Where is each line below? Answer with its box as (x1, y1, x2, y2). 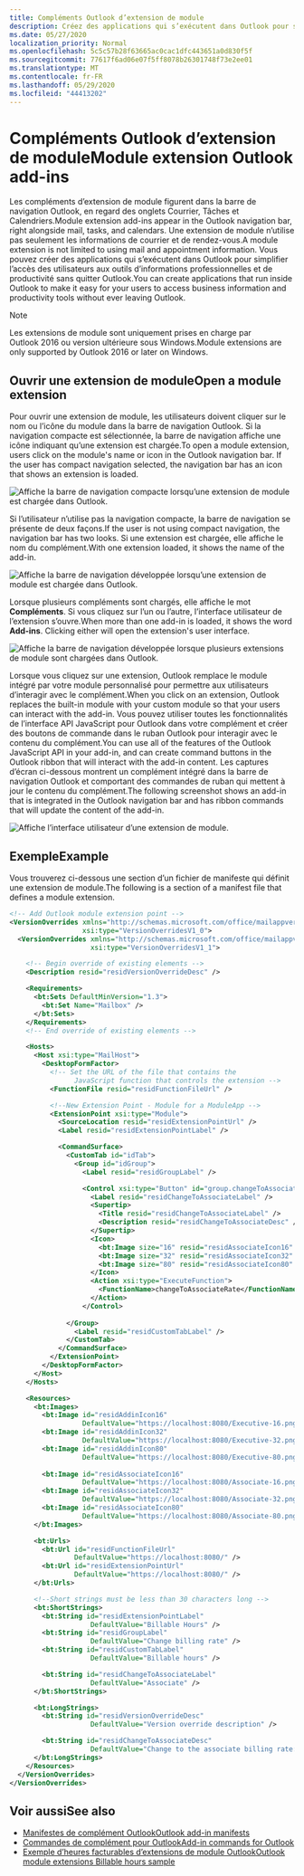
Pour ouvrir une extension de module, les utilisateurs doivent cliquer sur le (9, 411, 287, 422)
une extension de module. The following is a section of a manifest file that (9, 882, 282, 893)
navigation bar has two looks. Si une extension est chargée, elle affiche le (9, 533, 284, 544)
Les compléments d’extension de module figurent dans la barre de (9, 196, 257, 207)
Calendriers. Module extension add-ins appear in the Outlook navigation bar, (9, 215, 292, 226)
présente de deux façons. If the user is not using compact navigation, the (9, 523, 280, 534)
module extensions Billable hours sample (22, 1856, 176, 1867)
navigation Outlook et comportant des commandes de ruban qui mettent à (9, 776, 286, 787)
